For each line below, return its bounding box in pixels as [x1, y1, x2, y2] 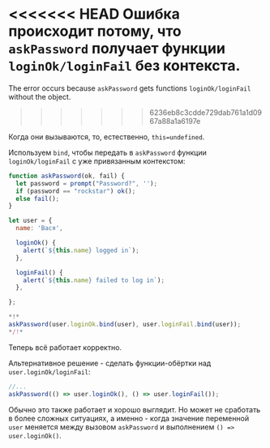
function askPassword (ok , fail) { [8, 172, 126, 180]
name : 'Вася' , [15, 224, 63, 233]
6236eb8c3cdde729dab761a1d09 [149, 107, 262, 117]
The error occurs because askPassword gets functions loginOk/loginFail [8, 83, 251, 93]
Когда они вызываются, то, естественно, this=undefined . [8, 131, 205, 142]
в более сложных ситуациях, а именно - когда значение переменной [8, 413, 250, 423]
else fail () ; [15, 194, 60, 203]
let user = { [8, 216, 53, 225]
